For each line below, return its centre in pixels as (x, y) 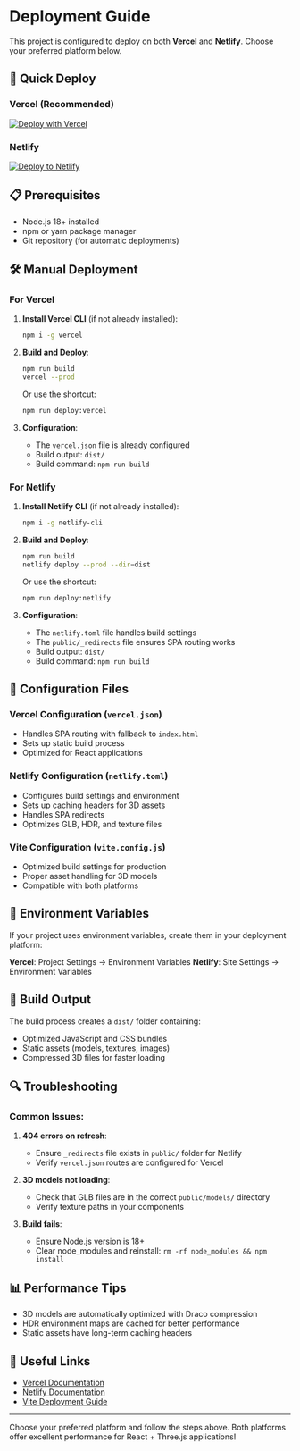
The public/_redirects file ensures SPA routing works (135, 642)
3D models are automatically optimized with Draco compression (140, 1314)
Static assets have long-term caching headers (107, 1333)
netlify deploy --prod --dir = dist (86, 565)
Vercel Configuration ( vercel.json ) (86, 715)
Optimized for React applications (82, 753)
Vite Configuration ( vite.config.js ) (88, 847)
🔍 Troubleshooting (63, 1087)
